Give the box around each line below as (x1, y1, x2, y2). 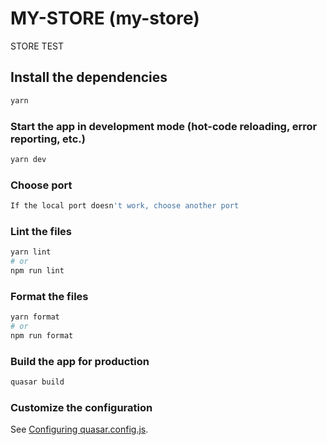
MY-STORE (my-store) (10, 7, 200, 30)
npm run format (10, 330, 74, 341)
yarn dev (10, 154, 47, 164)
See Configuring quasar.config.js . (10, 423, 149, 436)
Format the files (10, 289, 89, 303)
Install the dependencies (10, 69, 168, 86)
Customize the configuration (10, 400, 153, 414)
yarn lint (10, 247, 52, 257)
